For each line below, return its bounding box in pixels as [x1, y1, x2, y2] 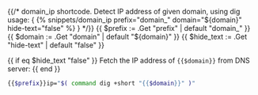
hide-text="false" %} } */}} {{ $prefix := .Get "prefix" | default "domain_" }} [7, 24, 251, 32]
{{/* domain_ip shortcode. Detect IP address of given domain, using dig [7, 7, 241, 16]
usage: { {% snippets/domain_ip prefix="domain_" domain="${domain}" [7, 15, 242, 25]
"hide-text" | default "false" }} [7, 40, 104, 50]
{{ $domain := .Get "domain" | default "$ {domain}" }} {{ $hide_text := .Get [7, 32, 247, 41]
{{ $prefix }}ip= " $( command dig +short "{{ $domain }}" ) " [7, 79, 195, 87]
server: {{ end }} [7, 64, 61, 74]
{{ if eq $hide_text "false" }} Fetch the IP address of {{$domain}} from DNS [7, 55, 250, 65]
